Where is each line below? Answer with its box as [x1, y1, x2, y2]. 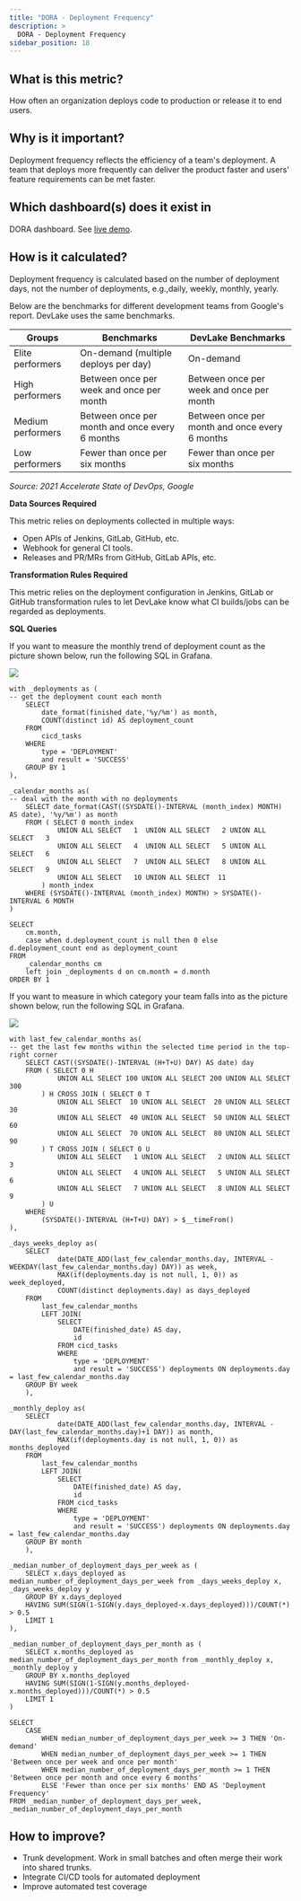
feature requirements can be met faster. [9, 173, 157, 184]
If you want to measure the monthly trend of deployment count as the [9, 640, 266, 651]
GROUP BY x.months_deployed [25, 1671, 130, 1680]
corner [32, 1050, 58, 1060]
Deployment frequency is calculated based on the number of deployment [9, 273, 279, 284]
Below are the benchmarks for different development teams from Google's [9, 300, 284, 311]
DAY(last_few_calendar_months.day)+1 [9, 1427, 150, 1437]
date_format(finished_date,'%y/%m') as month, [41, 708, 219, 717]
